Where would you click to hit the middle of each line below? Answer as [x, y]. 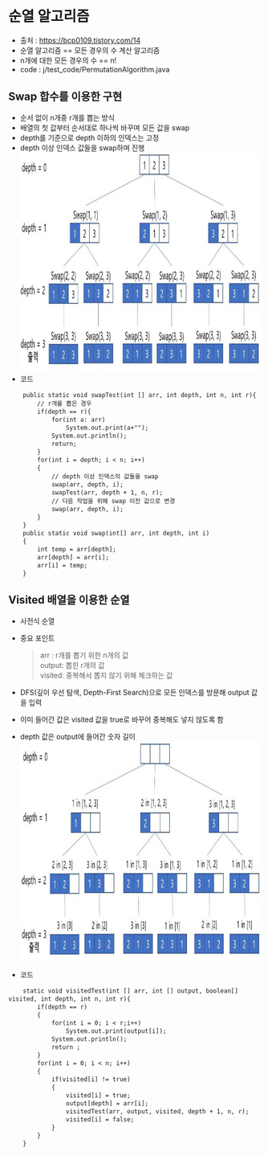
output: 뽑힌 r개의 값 [72, 665]
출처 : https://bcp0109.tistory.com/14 [80, 40]
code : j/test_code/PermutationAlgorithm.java [95, 69]
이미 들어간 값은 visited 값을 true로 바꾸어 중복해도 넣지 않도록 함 [122, 719]
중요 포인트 [37, 638]
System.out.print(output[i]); [116, 1031]
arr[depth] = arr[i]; [73, 557]
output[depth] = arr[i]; [107, 1103]
